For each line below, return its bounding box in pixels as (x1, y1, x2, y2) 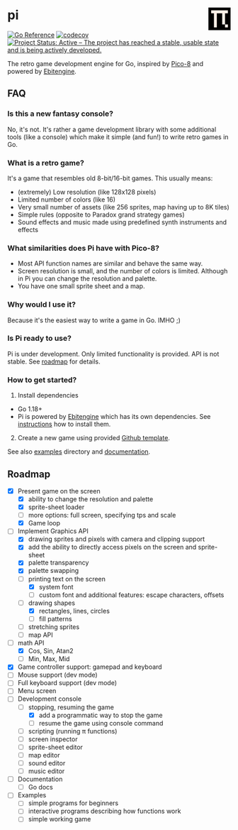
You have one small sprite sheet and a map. (17, 282, 145, 290)
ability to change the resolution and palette (28, 494, 154, 503)
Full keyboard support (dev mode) (17, 679, 118, 687)
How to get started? (7, 375, 77, 385)
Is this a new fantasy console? (7, 109, 113, 119)
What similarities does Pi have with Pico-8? (7, 243, 159, 253)
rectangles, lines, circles (38, 606, 110, 615)
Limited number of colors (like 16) (17, 195, 115, 204)
